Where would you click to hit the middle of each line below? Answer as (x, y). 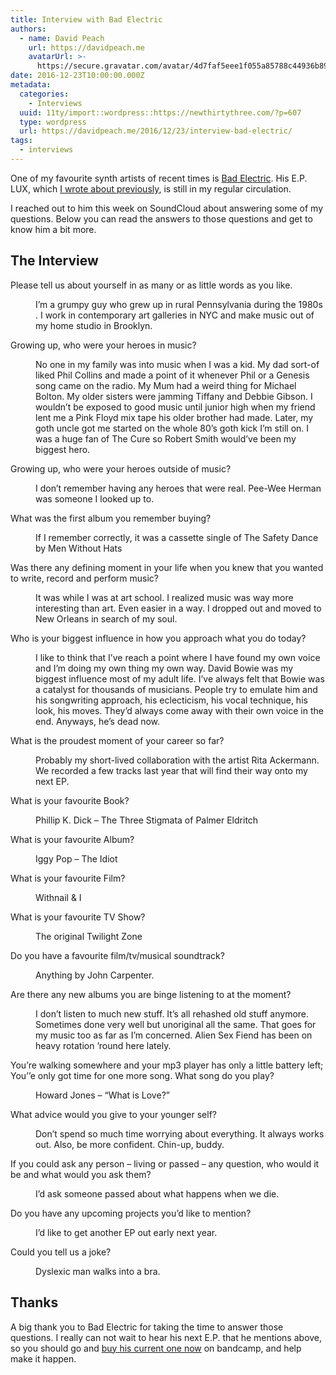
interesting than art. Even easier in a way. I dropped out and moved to (178, 608)
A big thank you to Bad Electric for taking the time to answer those (147, 1327)
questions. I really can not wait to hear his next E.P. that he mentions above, (166, 1337)
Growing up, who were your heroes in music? (103, 345)
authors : (28, 29)
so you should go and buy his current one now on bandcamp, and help (156, 1348)
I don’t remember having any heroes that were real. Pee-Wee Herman (178, 488)
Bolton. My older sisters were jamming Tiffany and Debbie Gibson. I (174, 396)
